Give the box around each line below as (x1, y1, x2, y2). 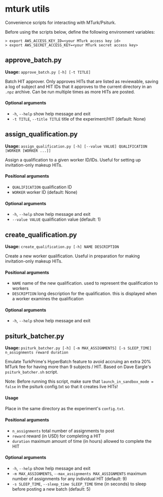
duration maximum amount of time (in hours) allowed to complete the (12, 438, 152, 444)
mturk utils (5, 3, 50, 15)
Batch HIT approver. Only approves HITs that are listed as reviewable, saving (5, 78, 159, 84)
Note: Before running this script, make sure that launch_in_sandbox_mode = (5, 378, 154, 384)
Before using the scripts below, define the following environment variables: (5, 29, 155, 35)
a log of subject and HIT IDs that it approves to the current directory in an (5, 83, 152, 89)
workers (12, 286, 29, 291)
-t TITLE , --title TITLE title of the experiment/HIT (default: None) (12, 116, 146, 122)
